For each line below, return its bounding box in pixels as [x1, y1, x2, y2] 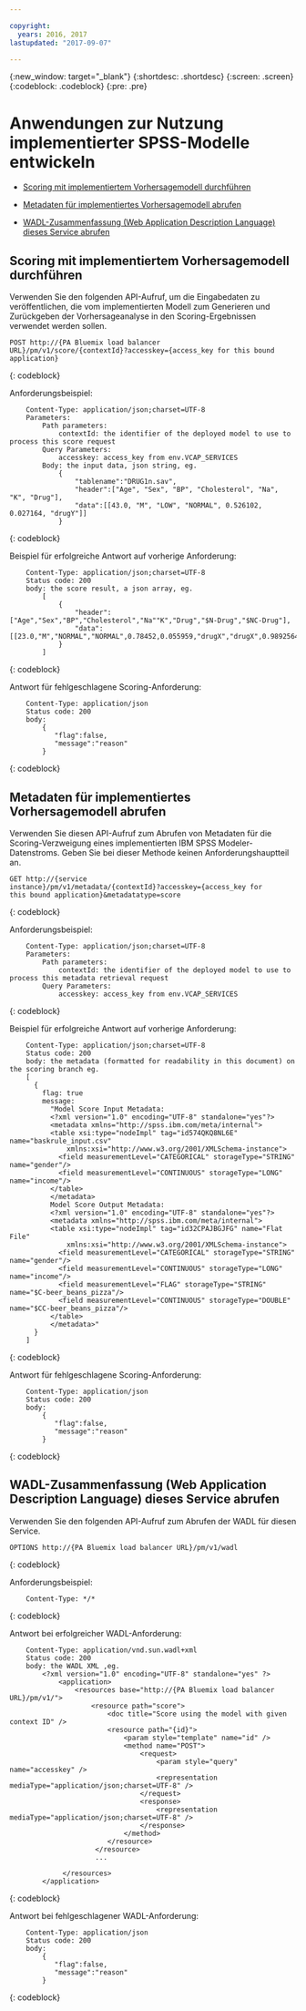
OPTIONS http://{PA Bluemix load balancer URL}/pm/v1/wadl [9, 1543, 239, 1552]
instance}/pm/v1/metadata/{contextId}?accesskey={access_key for [9, 882, 262, 891]
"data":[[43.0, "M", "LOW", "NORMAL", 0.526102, [74, 501, 262, 510]
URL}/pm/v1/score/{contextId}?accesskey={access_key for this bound [9, 346, 275, 355]
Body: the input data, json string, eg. [42, 461, 198, 470]
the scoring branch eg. [9, 1064, 100, 1073]
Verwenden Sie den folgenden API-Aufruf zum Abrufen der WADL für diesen [9, 1515, 297, 1526]
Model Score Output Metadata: [49, 1200, 166, 1209]
